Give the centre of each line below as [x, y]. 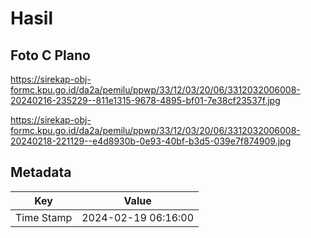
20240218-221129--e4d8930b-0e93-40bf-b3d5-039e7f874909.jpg [151, 141]
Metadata [41, 172]
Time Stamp [44, 217]
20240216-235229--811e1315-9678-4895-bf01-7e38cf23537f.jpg [145, 100]
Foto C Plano [50, 55]
